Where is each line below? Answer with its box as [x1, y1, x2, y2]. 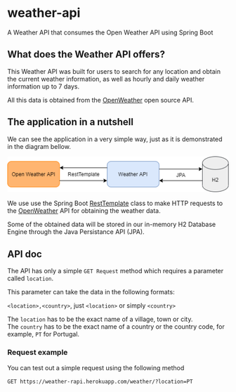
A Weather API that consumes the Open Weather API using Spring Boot [7, 28, 214, 37]
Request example [7, 348, 68, 358]
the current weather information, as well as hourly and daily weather [7, 74, 205, 83]
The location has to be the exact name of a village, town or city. [7, 315, 193, 324]
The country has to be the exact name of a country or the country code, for [7, 322, 225, 331]
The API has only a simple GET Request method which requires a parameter [7, 267, 224, 275]
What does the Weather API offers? [7, 48, 165, 60]
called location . [7, 274, 54, 282]
